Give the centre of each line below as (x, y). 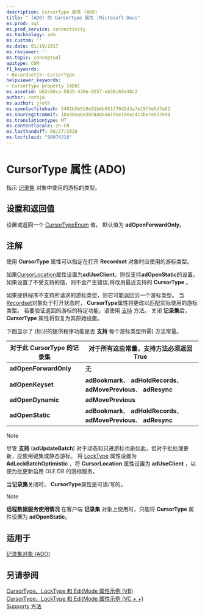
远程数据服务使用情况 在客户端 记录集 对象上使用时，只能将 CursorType (97, 509)
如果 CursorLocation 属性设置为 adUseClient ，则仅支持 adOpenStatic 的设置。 (102, 275)
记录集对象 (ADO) (28, 554)
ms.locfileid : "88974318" (39, 137)
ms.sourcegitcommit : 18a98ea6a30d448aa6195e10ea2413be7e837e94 (88, 115)
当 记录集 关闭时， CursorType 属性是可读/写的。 (66, 484)
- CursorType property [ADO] (43, 86)
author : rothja (26, 97)
